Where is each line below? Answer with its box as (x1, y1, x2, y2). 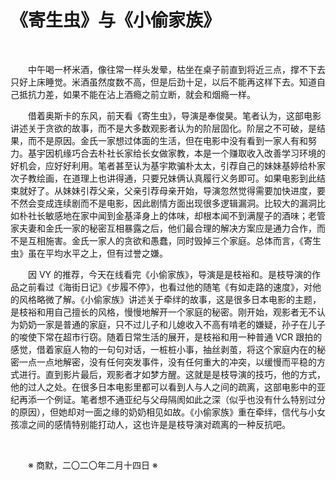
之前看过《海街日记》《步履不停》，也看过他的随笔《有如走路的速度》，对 (18, 281, 313, 293)
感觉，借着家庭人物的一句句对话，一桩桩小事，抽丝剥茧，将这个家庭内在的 (10, 343, 317, 355)
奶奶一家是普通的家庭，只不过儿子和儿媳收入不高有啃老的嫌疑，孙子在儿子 (18, 318, 326, 330)
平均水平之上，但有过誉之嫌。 (44, 247, 168, 259)
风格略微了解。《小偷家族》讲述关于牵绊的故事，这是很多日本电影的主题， (18, 293, 322, 305)
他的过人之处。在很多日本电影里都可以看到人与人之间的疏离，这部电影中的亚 (10, 381, 326, 393)
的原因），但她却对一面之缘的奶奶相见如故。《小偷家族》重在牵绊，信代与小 (10, 406, 317, 418)
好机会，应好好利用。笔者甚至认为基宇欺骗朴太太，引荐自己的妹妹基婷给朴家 (10, 159, 326, 171)
